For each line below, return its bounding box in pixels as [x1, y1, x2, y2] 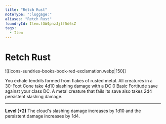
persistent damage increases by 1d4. [5, 113, 80, 119]
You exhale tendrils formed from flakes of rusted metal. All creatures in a [5, 77, 153, 83]
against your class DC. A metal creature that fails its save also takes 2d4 [5, 88, 152, 94]
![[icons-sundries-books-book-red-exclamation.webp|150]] [5, 68, 126, 74]
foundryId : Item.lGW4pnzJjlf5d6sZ [5, 21, 77, 26]
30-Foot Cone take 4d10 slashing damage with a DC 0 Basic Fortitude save [5, 83, 158, 89]
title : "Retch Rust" [5, 7, 48, 12]
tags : [5, 26, 16, 31]
